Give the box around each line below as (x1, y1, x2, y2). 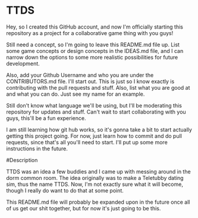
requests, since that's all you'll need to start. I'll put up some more (6, 138, 168, 146)
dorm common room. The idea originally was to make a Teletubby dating (6, 174, 184, 181)
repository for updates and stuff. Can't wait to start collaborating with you (6, 108, 186, 115)
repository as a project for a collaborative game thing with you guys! (6, 29, 174, 36)
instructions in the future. (6, 145, 68, 152)
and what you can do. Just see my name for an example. (6, 90, 145, 97)
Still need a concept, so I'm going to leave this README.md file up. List (6, 41, 180, 48)
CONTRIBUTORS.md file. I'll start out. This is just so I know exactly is (6, 78, 175, 85)
